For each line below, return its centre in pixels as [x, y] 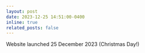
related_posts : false [32, 28]
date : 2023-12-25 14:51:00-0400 [45, 17]
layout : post [22, 11]
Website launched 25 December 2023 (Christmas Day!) [73, 44]
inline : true [22, 22]
